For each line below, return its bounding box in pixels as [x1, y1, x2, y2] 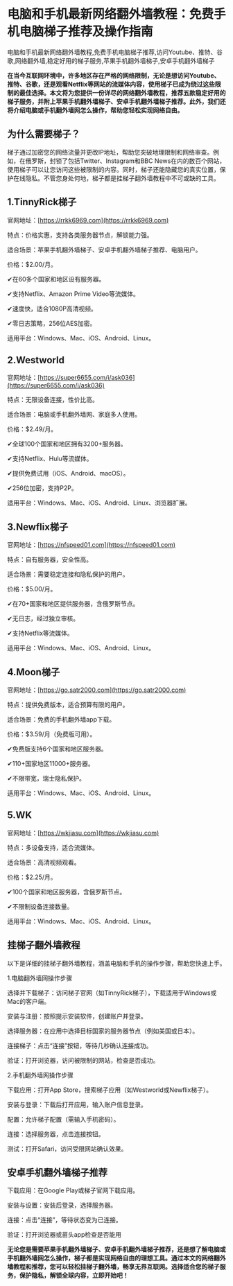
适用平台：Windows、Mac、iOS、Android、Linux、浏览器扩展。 [7, 498, 191, 507]
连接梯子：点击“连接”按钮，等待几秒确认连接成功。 [7, 1041, 153, 1050]
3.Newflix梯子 [7, 521, 69, 532]
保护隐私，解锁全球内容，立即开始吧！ [19, 1271, 129, 1280]
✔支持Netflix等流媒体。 [7, 629, 74, 638]
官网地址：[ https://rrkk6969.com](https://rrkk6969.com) [7, 216, 169, 224]
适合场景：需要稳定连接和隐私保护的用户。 [7, 570, 129, 579]
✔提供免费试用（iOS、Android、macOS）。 [7, 469, 130, 478]
